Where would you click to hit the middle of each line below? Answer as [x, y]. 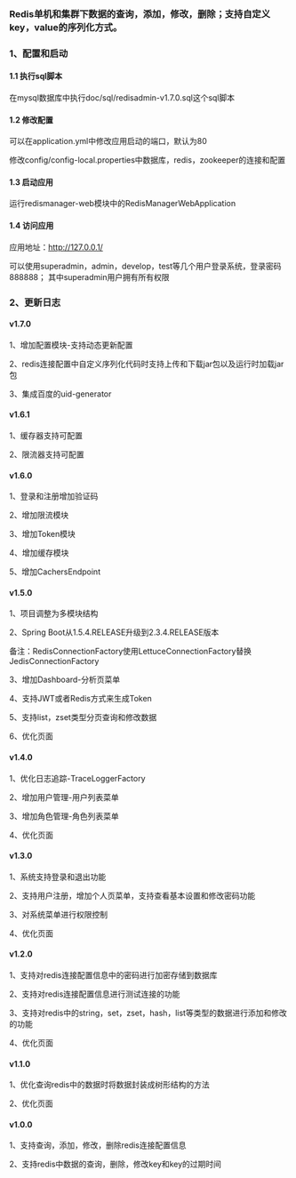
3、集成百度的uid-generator [60, 394]
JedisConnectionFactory [54, 661]
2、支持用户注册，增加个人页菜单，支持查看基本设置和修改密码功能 [132, 895]
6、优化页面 [31, 736]
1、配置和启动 [39, 53]
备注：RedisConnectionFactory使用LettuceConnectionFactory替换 [130, 652]
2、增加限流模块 [39, 515]
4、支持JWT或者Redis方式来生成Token [81, 699]
